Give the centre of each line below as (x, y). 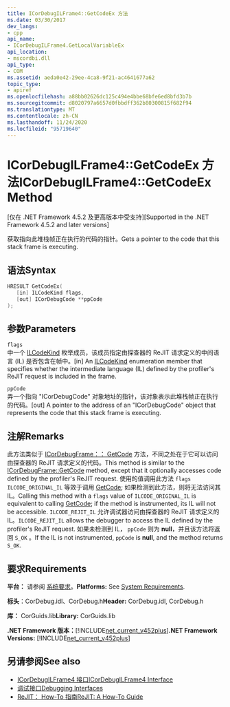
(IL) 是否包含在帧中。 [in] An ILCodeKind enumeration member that (108, 361)
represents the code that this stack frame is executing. (84, 413)
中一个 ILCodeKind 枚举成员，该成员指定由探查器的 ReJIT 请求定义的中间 (111, 352)
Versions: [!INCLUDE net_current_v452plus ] (69, 638)
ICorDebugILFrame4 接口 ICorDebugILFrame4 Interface (95, 679)
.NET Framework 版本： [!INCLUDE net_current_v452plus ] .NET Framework (112, 631)
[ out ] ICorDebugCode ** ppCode (59, 299)
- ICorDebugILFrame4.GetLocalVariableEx (66, 45)
